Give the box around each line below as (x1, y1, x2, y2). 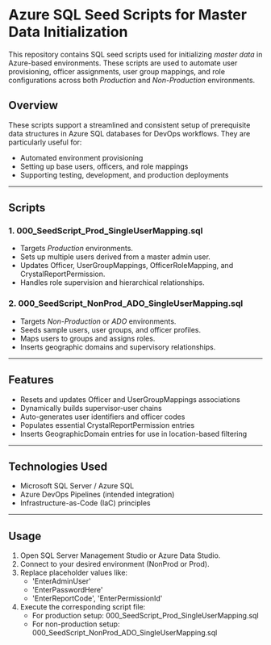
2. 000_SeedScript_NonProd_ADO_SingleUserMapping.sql (8, 298, 244, 309)
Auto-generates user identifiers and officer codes (19, 412, 186, 421)
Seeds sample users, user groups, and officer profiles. (19, 325, 202, 334)
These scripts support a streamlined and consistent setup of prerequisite (8, 119, 251, 130)
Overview (8, 98, 59, 112)
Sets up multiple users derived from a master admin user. (19, 252, 211, 262)
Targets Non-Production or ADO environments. (19, 316, 177, 326)
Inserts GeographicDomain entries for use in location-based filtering (19, 429, 248, 438)
